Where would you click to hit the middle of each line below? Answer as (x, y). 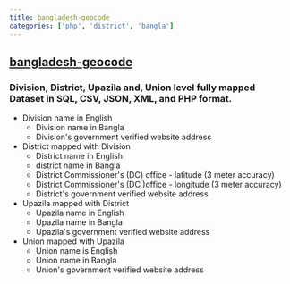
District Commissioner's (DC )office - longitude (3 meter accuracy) (158, 185)
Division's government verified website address (124, 137)
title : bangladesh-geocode (60, 17)
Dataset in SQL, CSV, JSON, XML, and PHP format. (121, 98)
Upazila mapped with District (76, 204)
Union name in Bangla (76, 261)
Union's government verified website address (119, 270)
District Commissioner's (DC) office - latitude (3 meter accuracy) (155, 175)
